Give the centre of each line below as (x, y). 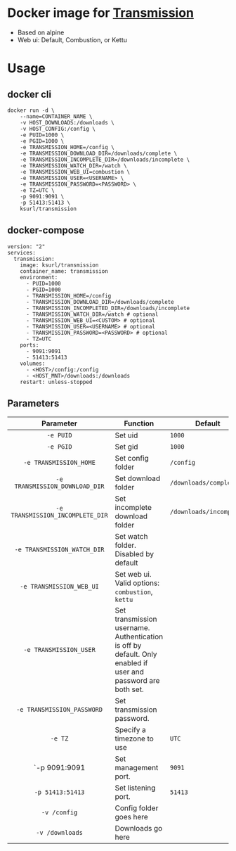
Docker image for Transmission (101, 13)
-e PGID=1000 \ (42, 141)
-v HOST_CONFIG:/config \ (58, 129)
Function (139, 423)
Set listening (135, 788)
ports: (29, 345)
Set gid (126, 447)
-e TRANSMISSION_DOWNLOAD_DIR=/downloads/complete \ (99, 153)
